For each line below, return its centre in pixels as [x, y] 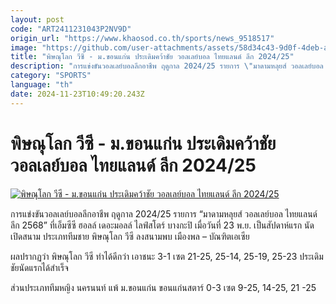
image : [24, 47]
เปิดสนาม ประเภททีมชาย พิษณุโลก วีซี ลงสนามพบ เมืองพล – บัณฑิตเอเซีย [130, 236]
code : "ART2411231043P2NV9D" [71, 29]
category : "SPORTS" [51, 76]
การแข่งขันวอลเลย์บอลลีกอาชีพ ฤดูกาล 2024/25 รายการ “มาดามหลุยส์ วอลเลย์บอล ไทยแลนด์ [164, 213]
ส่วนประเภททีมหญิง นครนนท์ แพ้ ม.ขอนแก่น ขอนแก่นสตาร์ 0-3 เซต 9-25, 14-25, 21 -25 [163, 287]
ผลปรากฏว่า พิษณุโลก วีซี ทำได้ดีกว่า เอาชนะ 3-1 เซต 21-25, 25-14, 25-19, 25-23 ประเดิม [167, 256]
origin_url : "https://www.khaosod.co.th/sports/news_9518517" [142, 38]
